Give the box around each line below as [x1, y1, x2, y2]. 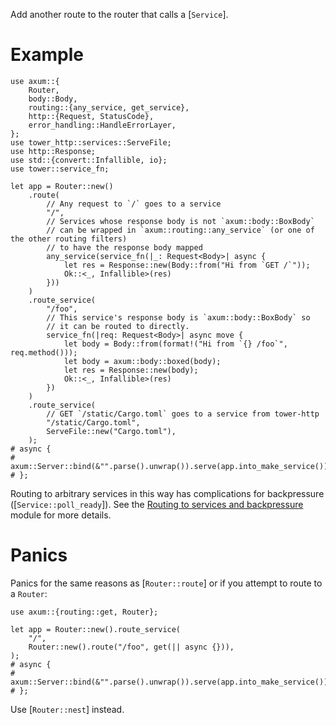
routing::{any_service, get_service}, [28, 102, 190, 113]
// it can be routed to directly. [46, 321, 190, 331]
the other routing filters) [10, 234, 128, 244]
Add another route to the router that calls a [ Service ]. [10, 9, 229, 20]
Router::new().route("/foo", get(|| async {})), [28, 642, 235, 652]
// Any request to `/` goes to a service [46, 199, 222, 209]
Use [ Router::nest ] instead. [10, 703, 125, 715]
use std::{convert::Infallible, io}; [10, 155, 168, 165]
